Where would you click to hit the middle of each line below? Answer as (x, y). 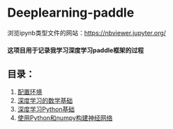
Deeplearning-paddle (71, 13)
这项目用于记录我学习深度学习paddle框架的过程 (76, 50)
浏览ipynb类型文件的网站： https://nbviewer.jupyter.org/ (86, 33)
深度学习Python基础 (46, 110)
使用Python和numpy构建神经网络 (65, 118)
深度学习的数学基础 (45, 101)
